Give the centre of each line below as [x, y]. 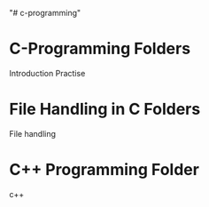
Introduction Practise [47, 73]
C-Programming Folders [100, 49]
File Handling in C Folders [105, 109]
